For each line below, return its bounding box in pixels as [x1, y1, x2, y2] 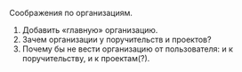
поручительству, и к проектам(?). [21, 53, 150, 63]
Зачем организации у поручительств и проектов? [21, 35, 212, 44]
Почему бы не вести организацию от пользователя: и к [21, 44, 234, 54]
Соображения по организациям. [9, 8, 133, 18]
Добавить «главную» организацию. [21, 25, 158, 35]
